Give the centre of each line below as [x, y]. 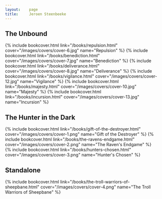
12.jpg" [12, 82]
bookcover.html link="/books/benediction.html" [53, 56]
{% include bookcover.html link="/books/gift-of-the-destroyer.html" [73, 129]
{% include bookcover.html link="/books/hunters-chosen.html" [68, 150]
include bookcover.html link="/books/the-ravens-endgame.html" [70, 139]
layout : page [21, 9]
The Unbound [26, 34]
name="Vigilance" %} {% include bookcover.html [70, 82]
